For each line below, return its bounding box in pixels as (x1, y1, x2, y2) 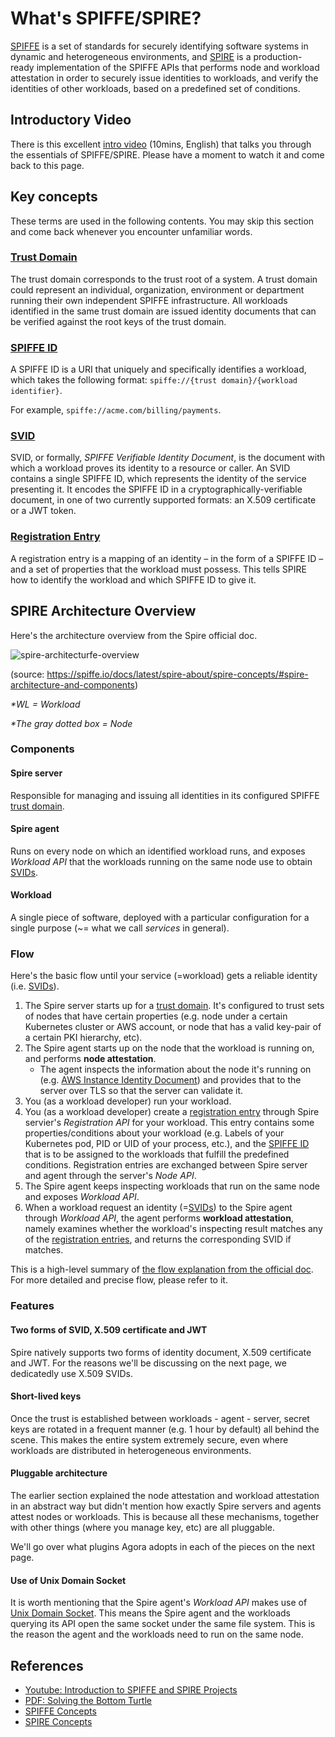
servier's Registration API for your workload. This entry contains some (24, 1117, 315, 1129)
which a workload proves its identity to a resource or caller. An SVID (10, 462, 291, 474)
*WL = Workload (10, 698, 81, 710)
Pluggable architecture (10, 1467, 108, 1479)
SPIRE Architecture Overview (10, 603, 197, 620)
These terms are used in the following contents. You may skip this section (10, 215, 315, 227)
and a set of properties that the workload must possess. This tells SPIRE (10, 563, 307, 575)
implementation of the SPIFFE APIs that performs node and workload (36, 61, 320, 73)
